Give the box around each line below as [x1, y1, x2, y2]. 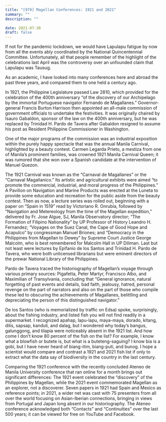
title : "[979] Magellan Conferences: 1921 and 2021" [5, 7, 116, 12]
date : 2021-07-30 [5, 25, 41, 30]
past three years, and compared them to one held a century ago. [5, 80, 137, 86]
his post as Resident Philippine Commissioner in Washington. [5, 126, 130, 132]
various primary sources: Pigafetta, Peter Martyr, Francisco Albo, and [5, 271, 147, 277]
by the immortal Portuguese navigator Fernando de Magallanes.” [5, 100, 137, 106]
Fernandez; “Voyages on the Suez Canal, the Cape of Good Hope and [5, 224, 148, 231]
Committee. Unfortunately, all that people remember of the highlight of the [5, 54, 157, 60]
